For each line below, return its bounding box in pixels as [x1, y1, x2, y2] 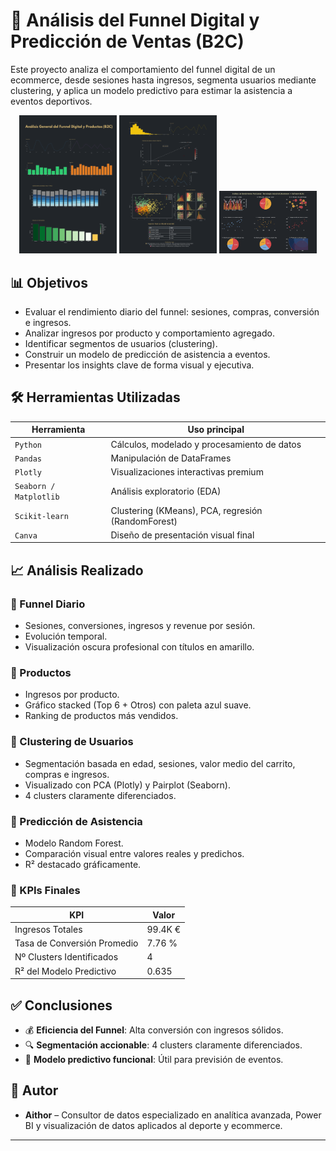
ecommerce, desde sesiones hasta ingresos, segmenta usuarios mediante [10, 74, 317, 86]
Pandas [14, 454, 42, 464]
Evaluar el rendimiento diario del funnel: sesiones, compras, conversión [24, 306, 320, 318]
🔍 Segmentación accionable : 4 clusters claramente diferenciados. [24, 1039, 303, 1051]
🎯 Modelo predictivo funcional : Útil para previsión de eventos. [24, 1054, 284, 1066]
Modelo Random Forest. [24, 837, 124, 849]
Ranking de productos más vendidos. [24, 710, 179, 722]
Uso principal [187, 424, 245, 436]
